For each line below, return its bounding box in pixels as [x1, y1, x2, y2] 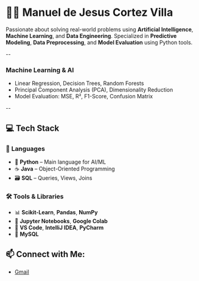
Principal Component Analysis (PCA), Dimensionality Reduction [14, 86, 173, 93]
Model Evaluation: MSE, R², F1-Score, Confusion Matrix [14, 93, 153, 100]
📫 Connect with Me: [5, 249, 86, 259]
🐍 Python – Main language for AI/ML [14, 158, 106, 166]
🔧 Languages [5, 144, 45, 153]
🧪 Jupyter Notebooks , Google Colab [14, 217, 108, 225]
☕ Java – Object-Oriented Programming [14, 165, 115, 172]
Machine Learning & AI [5, 65, 74, 74]
